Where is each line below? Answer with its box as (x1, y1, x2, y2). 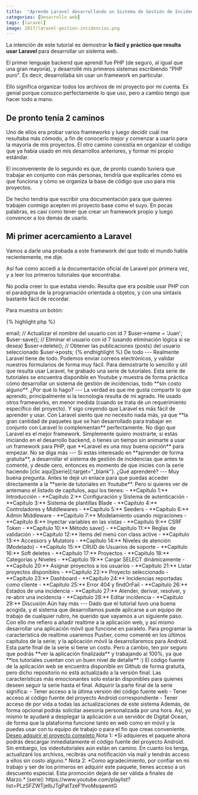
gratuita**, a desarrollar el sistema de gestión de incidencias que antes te (6, 455, 184, 462)
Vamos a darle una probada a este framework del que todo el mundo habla (6, 247, 188, 254)
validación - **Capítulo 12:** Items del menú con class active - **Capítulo (6, 531, 190, 538)
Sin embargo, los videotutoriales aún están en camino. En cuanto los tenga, (6, 744, 189, 751)
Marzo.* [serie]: (6, 775, 45, 783)
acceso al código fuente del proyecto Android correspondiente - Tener (6, 694, 178, 701)
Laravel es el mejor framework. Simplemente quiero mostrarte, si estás (6, 430, 178, 437)
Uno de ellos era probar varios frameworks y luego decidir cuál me (6, 128, 169, 136)
